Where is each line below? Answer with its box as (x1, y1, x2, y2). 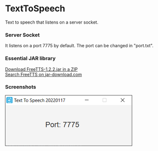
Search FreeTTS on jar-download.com (5, 71, 82, 77)
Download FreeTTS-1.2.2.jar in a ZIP (5, 66, 78, 72)
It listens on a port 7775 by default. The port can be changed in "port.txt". (5, 43, 154, 49)
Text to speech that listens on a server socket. (5, 19, 99, 25)
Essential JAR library (5, 55, 56, 62)
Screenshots (5, 84, 36, 91)
